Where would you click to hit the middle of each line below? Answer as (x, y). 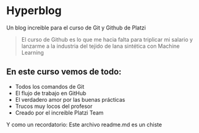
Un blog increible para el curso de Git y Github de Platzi (76, 28)
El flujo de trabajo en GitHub (51, 93)
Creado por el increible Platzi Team (59, 112)
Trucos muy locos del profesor (54, 106)
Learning (32, 52)
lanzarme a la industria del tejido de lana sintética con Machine (100, 46)
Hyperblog (34, 11)
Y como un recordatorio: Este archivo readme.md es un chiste (84, 124)
